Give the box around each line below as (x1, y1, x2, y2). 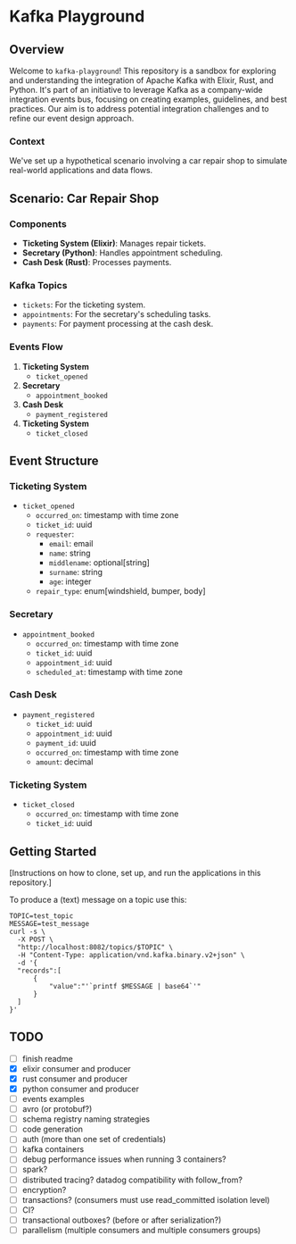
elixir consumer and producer (21, 1063, 131, 1073)
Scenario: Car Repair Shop (9, 190, 160, 206)
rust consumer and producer (21, 1073, 128, 1084)
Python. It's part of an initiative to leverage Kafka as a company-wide (9, 85, 263, 95)
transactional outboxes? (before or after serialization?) (21, 1215, 222, 1225)
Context (9, 135, 45, 147)
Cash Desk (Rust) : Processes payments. (21, 256, 172, 267)
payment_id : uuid (35, 737, 96, 747)
